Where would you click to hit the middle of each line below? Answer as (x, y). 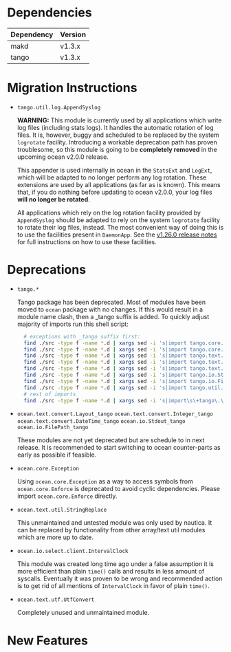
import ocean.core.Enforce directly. (67, 496)
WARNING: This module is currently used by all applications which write (119, 120)
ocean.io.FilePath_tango (53, 428)
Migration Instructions (72, 88)
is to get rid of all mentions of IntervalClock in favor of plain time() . (113, 586)
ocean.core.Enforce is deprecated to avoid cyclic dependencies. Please (118, 489)
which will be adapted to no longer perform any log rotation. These (112, 177)
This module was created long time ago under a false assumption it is (115, 564)
